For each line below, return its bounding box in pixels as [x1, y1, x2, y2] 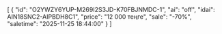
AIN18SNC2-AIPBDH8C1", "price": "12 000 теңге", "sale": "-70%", [7, 13, 193, 21]
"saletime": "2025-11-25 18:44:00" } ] [7, 20, 112, 27]
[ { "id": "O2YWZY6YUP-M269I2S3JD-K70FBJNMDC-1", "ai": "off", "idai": [7, 6, 215, 13]
